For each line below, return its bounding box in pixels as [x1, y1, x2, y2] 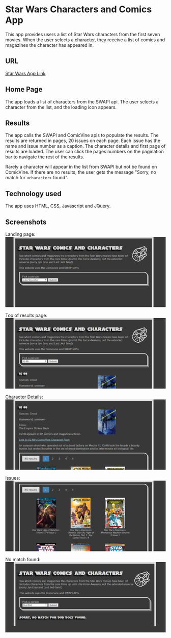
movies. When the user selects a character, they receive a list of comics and [5, 37, 165, 43]
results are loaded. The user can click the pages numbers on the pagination [5, 149, 164, 155]
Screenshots [5, 217, 47, 226]
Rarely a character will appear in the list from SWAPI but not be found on [5, 164, 157, 170]
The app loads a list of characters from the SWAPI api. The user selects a [5, 98, 159, 105]
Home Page [5, 85, 43, 94]
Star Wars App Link [5, 70, 46, 76]
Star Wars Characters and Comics [5, 4, 152, 15]
